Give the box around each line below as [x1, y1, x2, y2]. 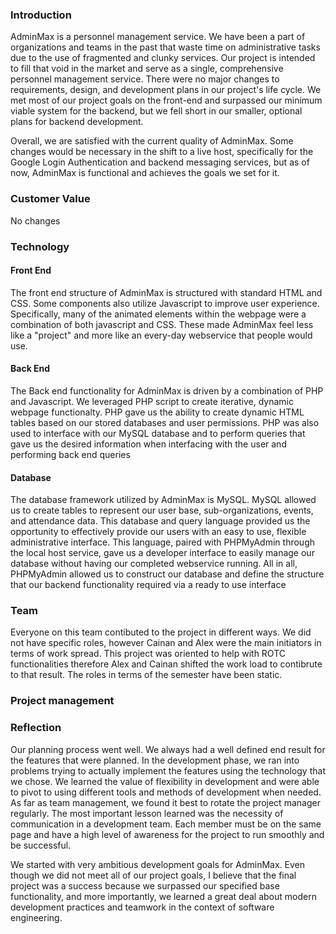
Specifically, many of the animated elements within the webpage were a [10, 308, 307, 320]
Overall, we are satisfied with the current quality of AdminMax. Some [10, 135, 294, 147]
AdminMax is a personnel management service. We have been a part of [10, 31, 306, 43]
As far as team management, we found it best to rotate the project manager [10, 796, 321, 808]
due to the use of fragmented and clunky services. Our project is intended [10, 52, 316, 64]
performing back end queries [10, 448, 131, 460]
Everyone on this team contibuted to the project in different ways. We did [10, 626, 312, 638]
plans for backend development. [10, 116, 144, 128]
